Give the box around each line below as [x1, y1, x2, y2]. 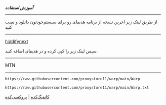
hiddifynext [5, 39, 28, 44]
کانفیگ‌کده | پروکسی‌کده [5, 94, 50, 100]
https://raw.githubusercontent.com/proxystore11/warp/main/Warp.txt [5, 85, 149, 90]
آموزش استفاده [5, 5, 34, 10]
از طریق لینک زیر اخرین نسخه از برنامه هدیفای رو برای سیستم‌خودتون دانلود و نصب [5, 19, 158, 25]
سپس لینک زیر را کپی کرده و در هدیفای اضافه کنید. [5, 48, 98, 54]
